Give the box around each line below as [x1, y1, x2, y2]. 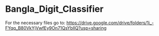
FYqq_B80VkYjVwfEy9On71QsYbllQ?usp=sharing [5, 25, 106, 31]
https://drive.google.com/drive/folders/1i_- [66, 20, 154, 26]
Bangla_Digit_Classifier [5, 3, 104, 15]
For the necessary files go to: [5, 20, 66, 26]
